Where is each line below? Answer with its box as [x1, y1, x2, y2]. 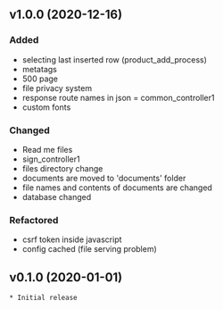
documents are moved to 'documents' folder [21, 172, 186, 183]
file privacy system [21, 82, 92, 93]
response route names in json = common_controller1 [21, 92, 215, 103]
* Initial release [9, 294, 78, 303]
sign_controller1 [21, 154, 80, 164]
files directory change [21, 163, 103, 173]
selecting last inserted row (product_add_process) [21, 54, 208, 65]
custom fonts [21, 102, 71, 113]
